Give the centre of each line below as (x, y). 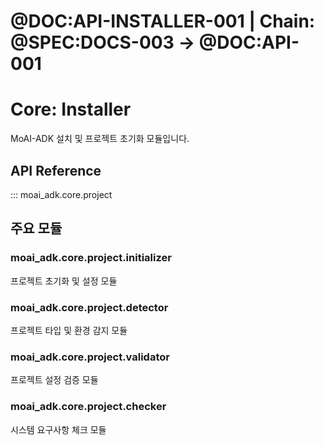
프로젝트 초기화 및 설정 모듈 (64, 281)
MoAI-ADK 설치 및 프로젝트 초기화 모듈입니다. (100, 139)
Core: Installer (71, 109)
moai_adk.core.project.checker (88, 407)
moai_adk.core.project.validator (90, 357)
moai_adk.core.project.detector (89, 307)
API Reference (56, 170)
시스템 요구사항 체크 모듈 (58, 429)
